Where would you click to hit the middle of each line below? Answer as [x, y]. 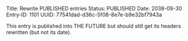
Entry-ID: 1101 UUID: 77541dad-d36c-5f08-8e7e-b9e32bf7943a [84, 15]
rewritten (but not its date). [39, 32]
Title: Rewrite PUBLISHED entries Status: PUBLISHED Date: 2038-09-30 [94, 8]
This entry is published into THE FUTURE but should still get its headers [94, 26]
